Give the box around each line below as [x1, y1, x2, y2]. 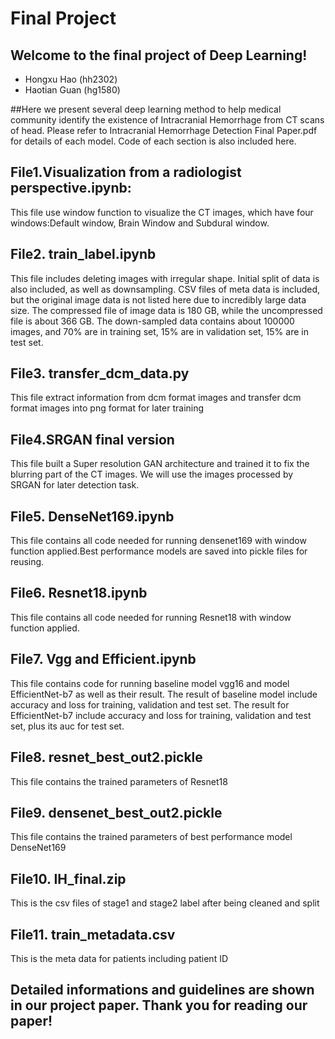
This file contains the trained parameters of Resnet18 [10, 775, 228, 787]
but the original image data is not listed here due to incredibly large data [10, 293, 307, 306]
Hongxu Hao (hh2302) [24, 73, 118, 85]
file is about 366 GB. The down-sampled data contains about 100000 [10, 315, 295, 327]
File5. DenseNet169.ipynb [10, 508, 175, 525]
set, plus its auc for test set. [10, 720, 125, 732]
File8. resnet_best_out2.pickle [10, 749, 203, 766]
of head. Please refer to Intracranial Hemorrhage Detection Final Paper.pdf [10, 125, 318, 136]
